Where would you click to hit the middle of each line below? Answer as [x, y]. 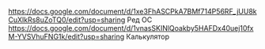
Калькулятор [148, 36]
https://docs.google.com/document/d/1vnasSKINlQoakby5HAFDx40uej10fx [131, 28]
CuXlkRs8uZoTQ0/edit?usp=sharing [67, 20]
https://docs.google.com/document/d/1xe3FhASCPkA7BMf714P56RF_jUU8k [132, 11]
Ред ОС [140, 20]
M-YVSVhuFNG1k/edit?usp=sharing [66, 36]
